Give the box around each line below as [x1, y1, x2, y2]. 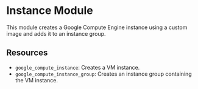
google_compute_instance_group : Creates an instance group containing [15, 70, 192, 77]
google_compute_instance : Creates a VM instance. [15, 64, 140, 71]
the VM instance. [15, 76, 58, 84]
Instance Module [6, 4, 93, 18]
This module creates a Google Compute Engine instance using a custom [6, 24, 188, 31]
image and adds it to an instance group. [6, 30, 106, 37]
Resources [6, 48, 48, 58]
